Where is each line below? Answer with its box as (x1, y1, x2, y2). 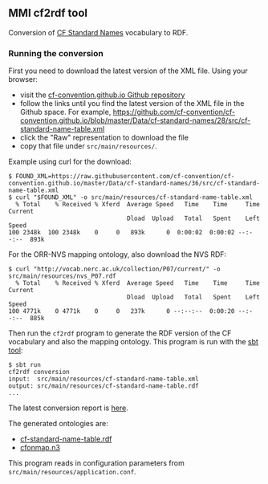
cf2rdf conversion (8, 368, 70, 376)
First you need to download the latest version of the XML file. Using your (8, 66, 248, 75)
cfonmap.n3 (19, 443, 60, 453)
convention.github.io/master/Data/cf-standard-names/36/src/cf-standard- (8, 180, 261, 188)
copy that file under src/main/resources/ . (19, 141, 158, 151)
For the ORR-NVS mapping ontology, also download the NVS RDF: (8, 250, 227, 259)
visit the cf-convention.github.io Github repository (19, 90, 185, 100)
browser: (8, 75, 39, 84)
